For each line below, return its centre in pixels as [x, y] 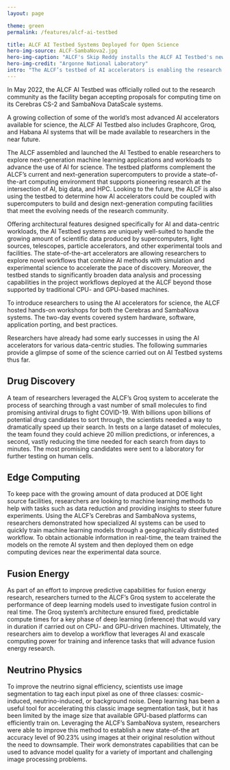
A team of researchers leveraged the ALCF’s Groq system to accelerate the [113, 397]
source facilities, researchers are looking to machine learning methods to [110, 501]
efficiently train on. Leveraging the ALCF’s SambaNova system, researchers [114, 723]
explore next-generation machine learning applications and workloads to [110, 160]
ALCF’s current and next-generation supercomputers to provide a [99, 174]
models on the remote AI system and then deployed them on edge [100, 545]
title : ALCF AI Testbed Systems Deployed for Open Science [93, 45]
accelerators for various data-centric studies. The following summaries [107, 345]
